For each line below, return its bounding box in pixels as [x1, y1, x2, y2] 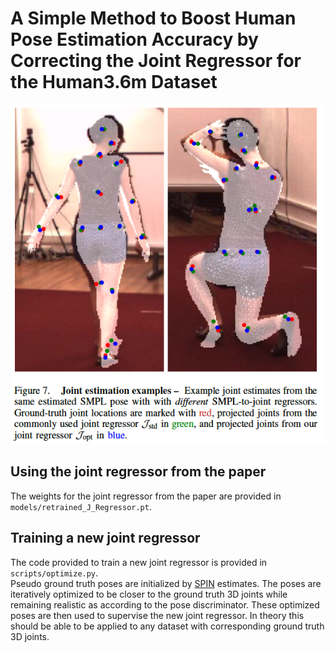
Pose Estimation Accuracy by [10, 28, 259, 51]
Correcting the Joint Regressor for [10, 50, 302, 72]
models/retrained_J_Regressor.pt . [10, 500, 152, 512]
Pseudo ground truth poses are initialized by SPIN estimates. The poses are [10, 577, 322, 589]
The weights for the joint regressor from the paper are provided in [10, 490, 282, 502]
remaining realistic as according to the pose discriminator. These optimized [10, 598, 320, 611]
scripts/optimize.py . [10, 567, 99, 579]
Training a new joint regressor [10, 530, 201, 547]
